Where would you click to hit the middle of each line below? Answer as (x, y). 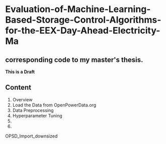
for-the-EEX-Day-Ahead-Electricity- (83, 31)
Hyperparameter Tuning (37, 115)
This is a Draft (20, 72)
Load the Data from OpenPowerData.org (54, 105)
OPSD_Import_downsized (31, 136)
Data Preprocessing (33, 110)
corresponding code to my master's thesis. (74, 59)
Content (18, 88)
